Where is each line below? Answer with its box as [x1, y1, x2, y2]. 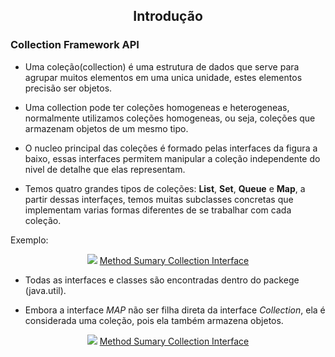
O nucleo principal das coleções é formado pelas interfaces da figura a [24, 142, 318, 154]
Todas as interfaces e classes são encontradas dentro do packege [24, 274, 300, 286]
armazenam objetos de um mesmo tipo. [24, 122, 189, 134]
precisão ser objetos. [24, 82, 113, 94]
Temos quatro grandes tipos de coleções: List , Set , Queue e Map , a [24, 182, 306, 194]
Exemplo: [10, 234, 49, 246]
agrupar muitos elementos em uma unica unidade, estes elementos [24, 71, 303, 83]
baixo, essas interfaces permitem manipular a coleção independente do [24, 152, 321, 164]
